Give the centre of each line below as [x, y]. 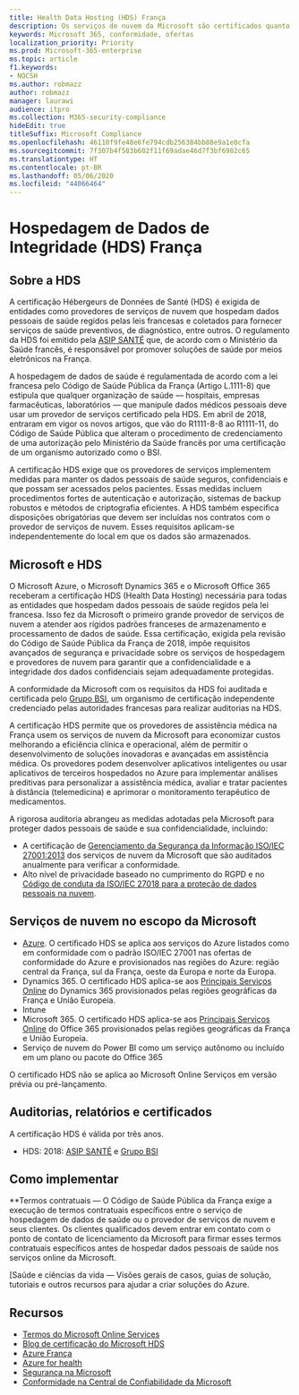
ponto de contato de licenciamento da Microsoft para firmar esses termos [145, 1239]
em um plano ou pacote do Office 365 [92, 1057]
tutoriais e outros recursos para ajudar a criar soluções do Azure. [129, 1285]
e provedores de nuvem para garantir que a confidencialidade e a [130, 662]
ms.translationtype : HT [54, 159]
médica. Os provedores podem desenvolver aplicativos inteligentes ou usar [148, 763]
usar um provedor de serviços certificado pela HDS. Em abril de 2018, [138, 415]
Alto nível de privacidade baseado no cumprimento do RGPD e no [143, 874]
